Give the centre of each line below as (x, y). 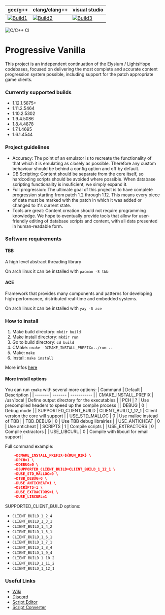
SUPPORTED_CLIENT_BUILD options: (43, 506)
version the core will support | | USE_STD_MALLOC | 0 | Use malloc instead (82, 416)
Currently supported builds (38, 92)
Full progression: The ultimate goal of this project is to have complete (82, 189)
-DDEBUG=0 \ (26, 465)
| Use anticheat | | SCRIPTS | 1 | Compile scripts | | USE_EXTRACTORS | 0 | (81, 427)
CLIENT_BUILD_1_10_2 (33, 558)
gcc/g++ (18, 10)
